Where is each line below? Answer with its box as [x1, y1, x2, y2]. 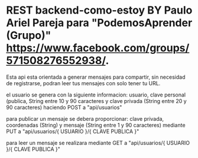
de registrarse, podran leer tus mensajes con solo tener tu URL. [6, 79, 161, 86]
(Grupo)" [6, 29, 51, 42]
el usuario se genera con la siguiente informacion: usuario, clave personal [6, 91, 186, 98]
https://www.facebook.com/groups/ [6, 41, 190, 55]
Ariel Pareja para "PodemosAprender [6, 16, 193, 30]
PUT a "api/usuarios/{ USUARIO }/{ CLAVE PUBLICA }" [6, 128, 139, 135]
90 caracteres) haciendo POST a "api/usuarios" [6, 104, 122, 111]
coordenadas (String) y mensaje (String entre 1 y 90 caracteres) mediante [6, 121, 186, 128]
